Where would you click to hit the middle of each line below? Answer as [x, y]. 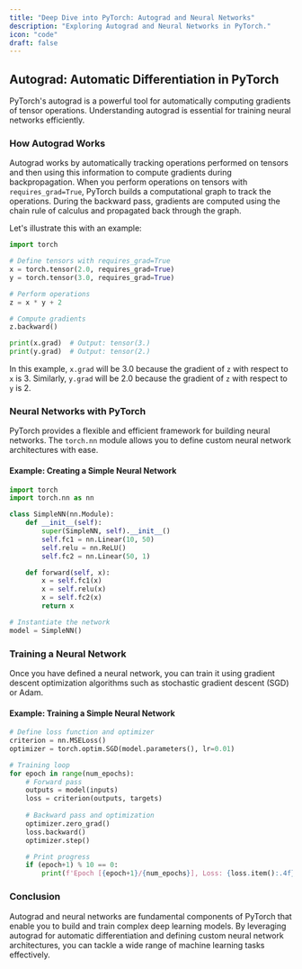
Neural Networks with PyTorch [78, 412]
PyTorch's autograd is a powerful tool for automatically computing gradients [150, 101]
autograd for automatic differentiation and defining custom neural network [147, 935]
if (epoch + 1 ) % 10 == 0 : [72, 865]
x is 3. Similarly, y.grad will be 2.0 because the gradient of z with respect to [148, 378]
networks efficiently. [47, 120]
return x [58, 606]
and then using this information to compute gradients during [120, 173]
